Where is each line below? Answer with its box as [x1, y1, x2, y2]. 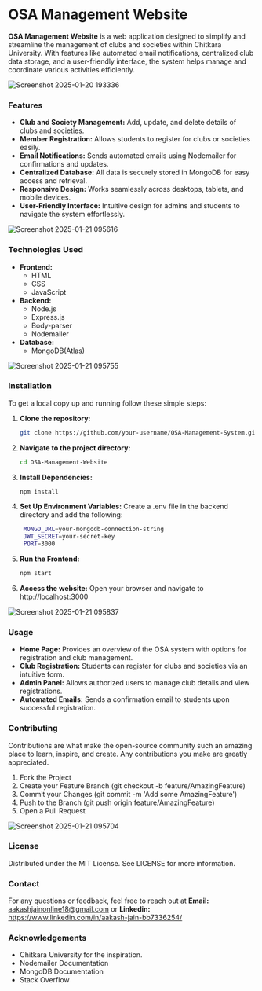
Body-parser [31, 321, 73, 330]
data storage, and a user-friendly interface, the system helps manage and [8, 57, 247, 66]
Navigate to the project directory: [19, 442, 131, 453]
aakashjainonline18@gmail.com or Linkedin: [8, 905, 151, 914]
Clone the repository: [19, 413, 91, 423]
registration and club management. [19, 653, 133, 663]
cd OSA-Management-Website [19, 458, 108, 466]
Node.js [31, 304, 57, 314]
